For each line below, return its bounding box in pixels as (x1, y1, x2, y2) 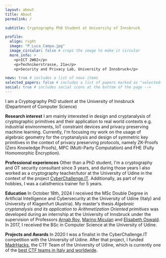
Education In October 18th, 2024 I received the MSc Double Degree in (5, 190, 148, 196)
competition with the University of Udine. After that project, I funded (5, 236, 144, 243)
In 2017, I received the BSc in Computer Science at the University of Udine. (5, 221, 157, 228)
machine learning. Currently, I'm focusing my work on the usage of (5, 129, 141, 135)
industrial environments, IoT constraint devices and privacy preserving (5, 123, 149, 129)
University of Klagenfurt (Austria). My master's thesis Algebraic (5, 201, 134, 206)
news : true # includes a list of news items (5, 75, 98, 81)
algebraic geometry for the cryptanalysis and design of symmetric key (5, 134, 148, 140)
